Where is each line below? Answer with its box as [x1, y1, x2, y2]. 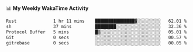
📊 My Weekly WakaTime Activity [6, 5, 89, 12]
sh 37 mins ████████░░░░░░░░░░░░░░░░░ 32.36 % [6, 23, 187, 29]
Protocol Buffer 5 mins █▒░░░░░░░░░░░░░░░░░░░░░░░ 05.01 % [6, 29, 187, 35]
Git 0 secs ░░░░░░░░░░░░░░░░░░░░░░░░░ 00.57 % [6, 34, 187, 40]
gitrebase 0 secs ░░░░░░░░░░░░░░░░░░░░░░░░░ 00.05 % [6, 40, 187, 46]
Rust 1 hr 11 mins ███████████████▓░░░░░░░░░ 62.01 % [6, 18, 187, 24]
